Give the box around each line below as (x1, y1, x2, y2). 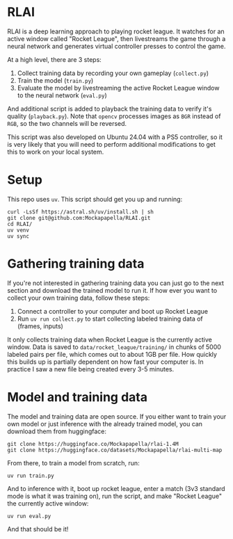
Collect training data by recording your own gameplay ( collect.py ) (17, 69, 209, 77)
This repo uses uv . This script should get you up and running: (7, 195, 183, 203)
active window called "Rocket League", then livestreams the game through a (7, 34, 226, 42)
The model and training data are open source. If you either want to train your (7, 412, 227, 421)
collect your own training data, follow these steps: (7, 293, 150, 302)
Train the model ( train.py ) (17, 76, 94, 84)
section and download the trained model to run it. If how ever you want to (7, 286, 218, 294)
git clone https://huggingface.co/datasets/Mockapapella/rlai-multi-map (7, 447, 223, 453)
